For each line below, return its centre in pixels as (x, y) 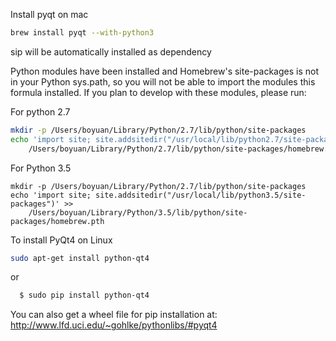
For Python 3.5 (41, 168)
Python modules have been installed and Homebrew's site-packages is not (164, 71)
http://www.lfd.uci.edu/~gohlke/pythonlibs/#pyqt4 (114, 325)
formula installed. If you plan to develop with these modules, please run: (158, 92)
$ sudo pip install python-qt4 (84, 295)
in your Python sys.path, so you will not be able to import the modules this (163, 81)
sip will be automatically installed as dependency (111, 51)
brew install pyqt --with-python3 (82, 33)
